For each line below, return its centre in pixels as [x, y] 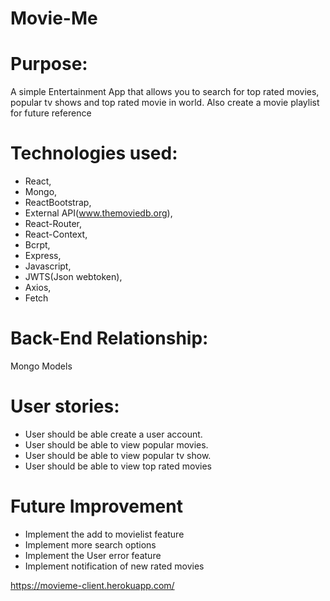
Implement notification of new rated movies [114, 566]
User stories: [65, 406]
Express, [43, 256]
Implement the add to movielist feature [104, 534]
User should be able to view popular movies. [116, 444]
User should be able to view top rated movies [118, 466]
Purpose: [49, 64]
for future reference [51, 113]
